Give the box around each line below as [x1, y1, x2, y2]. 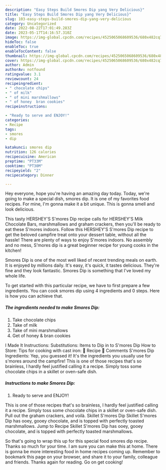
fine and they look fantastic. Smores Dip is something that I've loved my [5, 268, 151, 274]
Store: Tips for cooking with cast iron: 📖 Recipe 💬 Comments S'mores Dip [5, 348, 155, 353]
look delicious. [5, 206, 35, 212]
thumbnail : [5, 53, 28, 59]
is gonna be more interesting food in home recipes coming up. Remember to [5, 449, 161, 455]
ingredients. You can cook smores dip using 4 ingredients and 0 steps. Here [5, 288, 160, 294]
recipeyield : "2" [5, 168, 41, 173]
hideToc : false [5, 40, 37, 45]
